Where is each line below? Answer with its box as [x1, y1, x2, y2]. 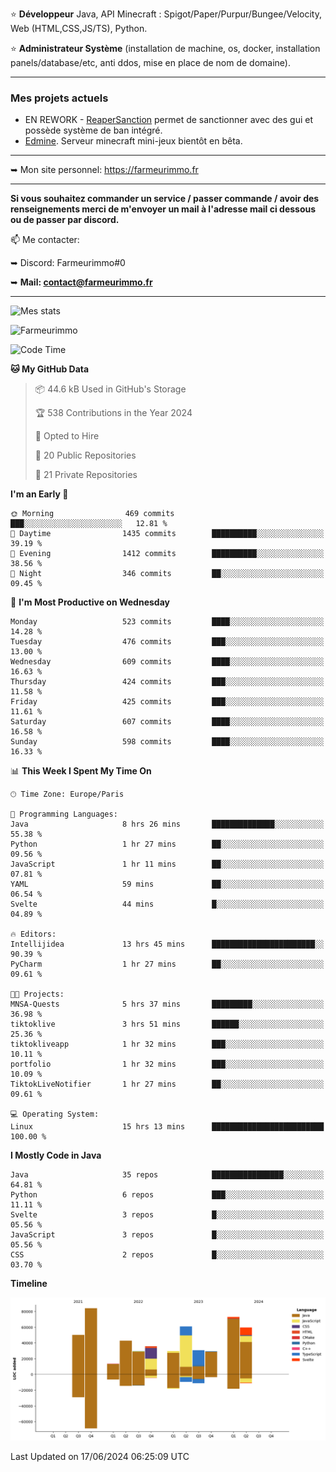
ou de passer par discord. [10, 214, 120, 226]
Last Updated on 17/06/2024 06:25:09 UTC [10, 1450, 190, 1462]
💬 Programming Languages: [10, 809, 118, 820]
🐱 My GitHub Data [10, 363, 90, 375]
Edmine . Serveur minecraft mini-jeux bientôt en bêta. [24, 135, 243, 147]
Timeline [10, 1278, 48, 1290]
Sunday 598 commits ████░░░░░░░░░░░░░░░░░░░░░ [10, 737, 325, 747]
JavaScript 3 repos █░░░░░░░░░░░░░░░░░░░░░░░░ [10, 1230, 325, 1240]
